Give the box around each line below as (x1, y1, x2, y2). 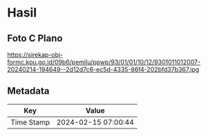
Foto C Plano (7, 32, 63, 44)
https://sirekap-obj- (7, 50, 64, 59)
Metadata (7, 85, 50, 97)
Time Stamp (10, 117, 50, 127)
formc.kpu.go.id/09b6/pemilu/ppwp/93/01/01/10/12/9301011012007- (7, 58, 201, 66)
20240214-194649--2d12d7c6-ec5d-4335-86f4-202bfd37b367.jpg (7, 66, 200, 73)
